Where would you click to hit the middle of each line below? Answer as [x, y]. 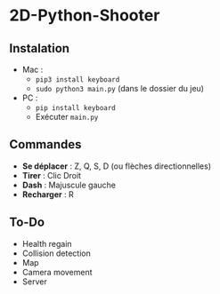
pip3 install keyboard [77, 80]
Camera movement [57, 272]
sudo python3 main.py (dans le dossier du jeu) [120, 88]
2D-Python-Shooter [85, 16]
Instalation [39, 48]
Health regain [47, 243]
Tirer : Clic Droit [52, 175]
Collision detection [56, 253]
